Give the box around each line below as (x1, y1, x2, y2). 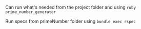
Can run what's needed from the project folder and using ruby (5, 4, 136, 10)
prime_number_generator (5, 9, 56, 14)
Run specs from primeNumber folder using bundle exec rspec (5, 18, 136, 24)
